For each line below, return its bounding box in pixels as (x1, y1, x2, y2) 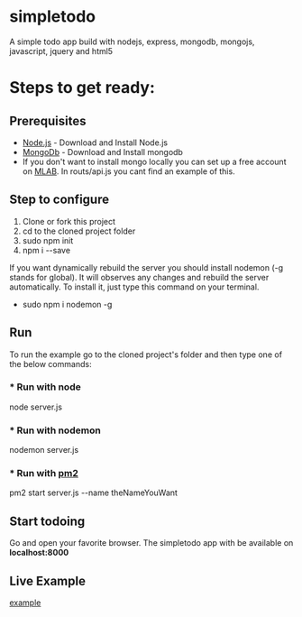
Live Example (9, 573, 86, 588)
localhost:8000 (9, 548, 69, 558)
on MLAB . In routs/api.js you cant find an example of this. (22, 165, 236, 177)
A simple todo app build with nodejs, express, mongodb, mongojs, (9, 36, 255, 47)
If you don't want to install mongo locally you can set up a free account (22, 156, 287, 167)
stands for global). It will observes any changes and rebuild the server (9, 272, 270, 282)
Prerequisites (9, 113, 87, 128)
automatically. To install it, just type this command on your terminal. (9, 281, 260, 292)
